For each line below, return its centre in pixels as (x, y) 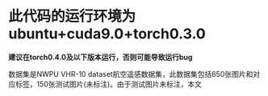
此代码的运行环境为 (72, 16)
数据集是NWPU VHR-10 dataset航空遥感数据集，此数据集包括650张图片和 (131, 74)
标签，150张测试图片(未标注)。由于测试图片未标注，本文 (109, 84)
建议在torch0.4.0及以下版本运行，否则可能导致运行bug (100, 57)
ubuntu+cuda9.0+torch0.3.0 (107, 34)
